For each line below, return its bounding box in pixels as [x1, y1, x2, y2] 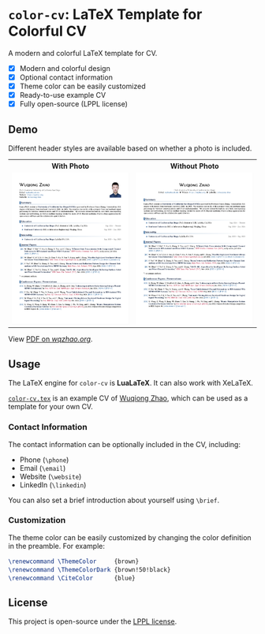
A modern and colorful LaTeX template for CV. [8, 48, 158, 58]
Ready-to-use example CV [19, 91, 106, 100]
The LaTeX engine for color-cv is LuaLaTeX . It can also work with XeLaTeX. [8, 379, 254, 388]
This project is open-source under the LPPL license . [8, 617, 177, 626]
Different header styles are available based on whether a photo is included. [8, 144, 252, 153]
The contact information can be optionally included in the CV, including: [8, 439, 241, 449]
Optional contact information [19, 73, 113, 82]
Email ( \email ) [19, 463, 66, 472]
